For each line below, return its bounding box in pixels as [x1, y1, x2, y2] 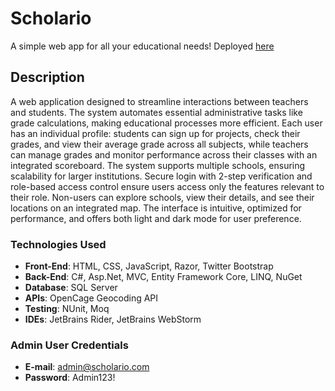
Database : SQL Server [24, 282, 118, 294]
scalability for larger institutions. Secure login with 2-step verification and [10, 170, 313, 182]
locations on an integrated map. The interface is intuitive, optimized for [10, 202, 302, 214]
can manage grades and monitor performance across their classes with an [10, 148, 318, 161]
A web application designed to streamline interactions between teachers [10, 95, 309, 107]
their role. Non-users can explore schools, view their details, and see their [10, 191, 315, 203]
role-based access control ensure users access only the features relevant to [10, 180, 325, 192]
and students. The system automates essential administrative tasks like [10, 106, 303, 118]
